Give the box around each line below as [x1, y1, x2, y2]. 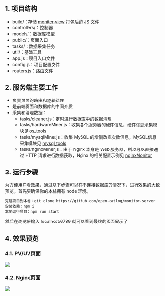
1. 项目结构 [5, 4, 38, 13]
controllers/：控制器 [12, 25, 53, 30]
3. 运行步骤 [5, 168, 39, 176]
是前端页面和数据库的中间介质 [12, 103, 73, 109]
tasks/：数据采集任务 [12, 43, 55, 49]
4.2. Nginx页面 [5, 274, 41, 281]
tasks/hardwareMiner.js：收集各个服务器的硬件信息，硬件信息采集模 [19, 122, 158, 127]
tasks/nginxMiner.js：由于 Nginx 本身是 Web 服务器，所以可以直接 [19, 146, 154, 152]
